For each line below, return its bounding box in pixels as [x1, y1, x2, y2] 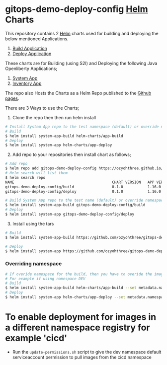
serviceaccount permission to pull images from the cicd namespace [12, 354, 152, 360]
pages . [5, 95, 19, 101]
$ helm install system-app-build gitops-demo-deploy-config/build [5, 203, 146, 208]
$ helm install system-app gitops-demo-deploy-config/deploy [5, 212, 135, 217]
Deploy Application [12, 51, 52, 57]
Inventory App [12, 80, 42, 86]
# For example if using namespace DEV [5, 276, 85, 281]
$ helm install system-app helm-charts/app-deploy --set [5, 294, 126, 300]
